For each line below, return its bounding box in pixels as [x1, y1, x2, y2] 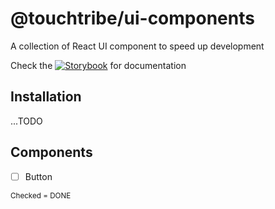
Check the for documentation [10, 59, 187, 71]
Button [24, 170, 53, 182]
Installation [10, 88, 82, 106]
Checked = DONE [10, 190, 72, 201]
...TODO [10, 115, 43, 127]
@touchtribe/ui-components [10, 7, 255, 30]
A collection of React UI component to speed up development [10, 40, 265, 52]
